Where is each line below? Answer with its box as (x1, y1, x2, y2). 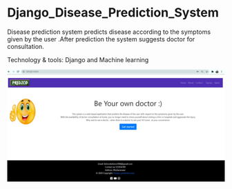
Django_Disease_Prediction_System (7, 5, 220, 21)
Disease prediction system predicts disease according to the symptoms (7, 28, 211, 36)
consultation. (7, 42, 45, 50)
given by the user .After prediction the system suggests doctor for (7, 34, 195, 43)
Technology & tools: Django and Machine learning (7, 55, 149, 63)
